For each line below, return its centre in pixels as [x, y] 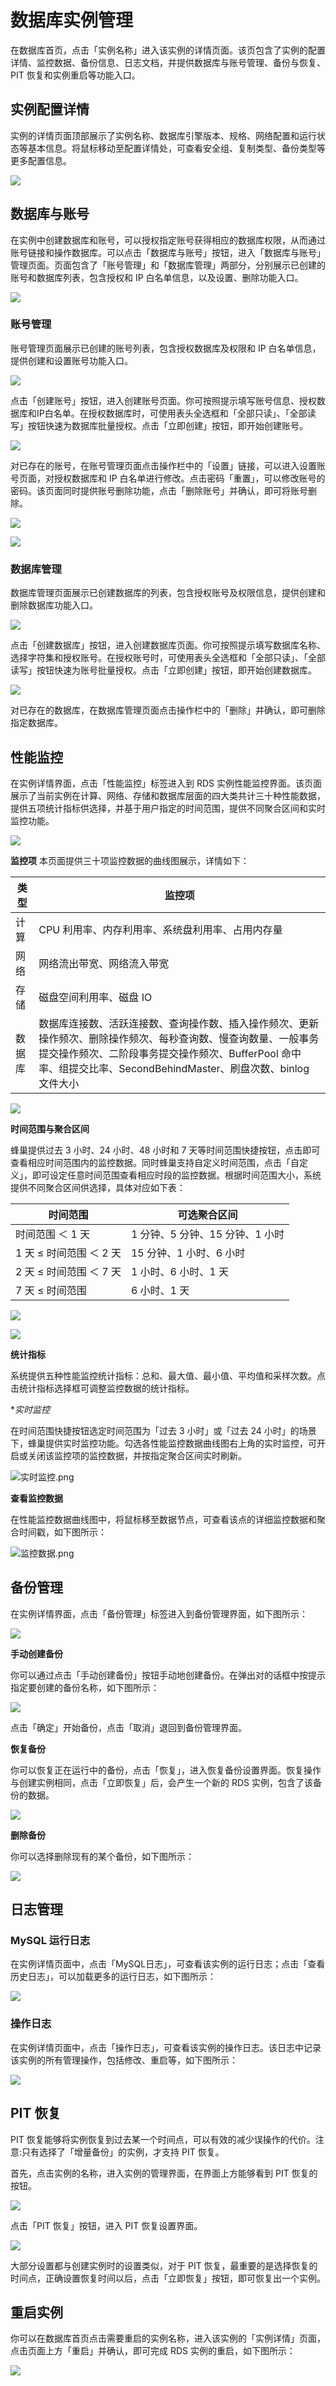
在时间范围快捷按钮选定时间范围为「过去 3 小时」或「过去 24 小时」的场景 [163, 1430]
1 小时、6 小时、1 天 [179, 1271]
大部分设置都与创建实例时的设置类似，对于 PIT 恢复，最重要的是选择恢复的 [164, 2265]
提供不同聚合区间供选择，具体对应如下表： [98, 1187]
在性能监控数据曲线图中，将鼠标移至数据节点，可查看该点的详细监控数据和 [163, 1519]
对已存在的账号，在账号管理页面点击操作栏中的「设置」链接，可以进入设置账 [168, 465]
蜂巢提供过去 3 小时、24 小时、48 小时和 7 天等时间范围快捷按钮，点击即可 [165, 1150]
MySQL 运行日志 [50, 1941]
